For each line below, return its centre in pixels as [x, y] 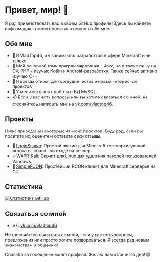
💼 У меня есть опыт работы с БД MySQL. [55, 91]
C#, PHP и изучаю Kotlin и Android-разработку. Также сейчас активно [85, 71]
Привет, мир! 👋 [37, 10]
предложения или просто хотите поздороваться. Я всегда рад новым [77, 240]
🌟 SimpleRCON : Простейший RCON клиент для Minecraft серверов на [84, 166]
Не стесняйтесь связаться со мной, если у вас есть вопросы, [69, 235]
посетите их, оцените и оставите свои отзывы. [53, 136]
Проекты [19, 119]
